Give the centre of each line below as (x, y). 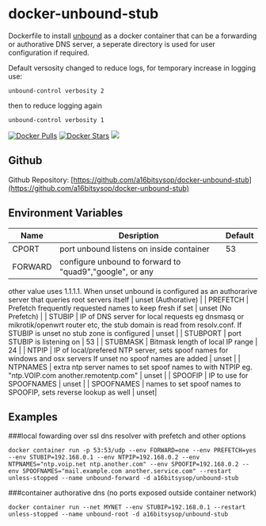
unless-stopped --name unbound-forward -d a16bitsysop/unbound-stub (123, 478)
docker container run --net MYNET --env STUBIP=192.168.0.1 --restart (127, 508)
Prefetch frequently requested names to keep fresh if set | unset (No (120, 308)
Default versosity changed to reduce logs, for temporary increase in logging (132, 67)
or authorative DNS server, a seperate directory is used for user (112, 44)
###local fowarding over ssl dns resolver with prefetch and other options (127, 436)
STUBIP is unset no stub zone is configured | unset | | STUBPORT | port (125, 333)
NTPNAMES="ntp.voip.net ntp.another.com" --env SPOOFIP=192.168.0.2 (123, 464)
